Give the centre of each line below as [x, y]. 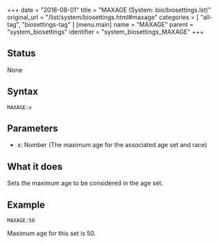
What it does [35, 167]
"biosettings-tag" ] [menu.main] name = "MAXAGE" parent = [108, 24]
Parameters [33, 129]
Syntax [23, 92]
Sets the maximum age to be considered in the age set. [85, 183]
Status [22, 53]
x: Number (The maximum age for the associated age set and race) [112, 145]
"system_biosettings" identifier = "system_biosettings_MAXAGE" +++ [106, 32]
